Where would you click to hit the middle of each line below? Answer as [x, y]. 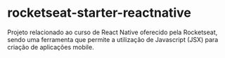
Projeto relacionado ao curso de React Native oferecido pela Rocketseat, [112, 32]
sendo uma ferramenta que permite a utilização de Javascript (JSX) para [113, 39]
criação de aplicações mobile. [51, 47]
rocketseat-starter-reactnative [99, 13]
